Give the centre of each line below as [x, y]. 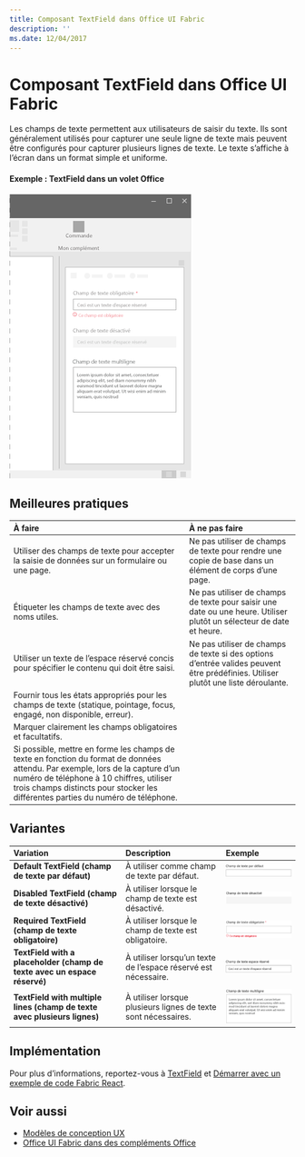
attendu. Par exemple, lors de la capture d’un [97, 769]
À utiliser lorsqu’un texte [171, 957]
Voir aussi [38, 1111]
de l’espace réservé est [169, 967]
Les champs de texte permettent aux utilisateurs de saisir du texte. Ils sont [148, 129]
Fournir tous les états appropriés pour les [90, 694]
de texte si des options [231, 653]
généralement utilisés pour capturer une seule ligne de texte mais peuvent [148, 139]
